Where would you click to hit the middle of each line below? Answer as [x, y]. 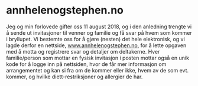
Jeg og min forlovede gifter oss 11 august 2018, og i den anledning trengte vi [99, 27]
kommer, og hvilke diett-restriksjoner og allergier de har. [74, 77]
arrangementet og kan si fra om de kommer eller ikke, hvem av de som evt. [98, 70]
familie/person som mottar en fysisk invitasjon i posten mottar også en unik [98, 58]
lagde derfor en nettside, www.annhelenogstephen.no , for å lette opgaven [96, 45]
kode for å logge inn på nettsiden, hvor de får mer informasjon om [86, 64]
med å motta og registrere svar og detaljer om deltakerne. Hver [83, 51]
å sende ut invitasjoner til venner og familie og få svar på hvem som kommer [99, 32]
